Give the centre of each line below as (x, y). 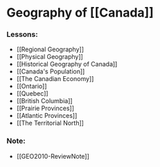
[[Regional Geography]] (50, 49)
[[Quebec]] (33, 94)
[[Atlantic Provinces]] (47, 116)
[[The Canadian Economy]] (55, 79)
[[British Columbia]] (45, 101)
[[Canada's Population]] (51, 71)
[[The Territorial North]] (50, 123)
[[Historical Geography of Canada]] (67, 64)
